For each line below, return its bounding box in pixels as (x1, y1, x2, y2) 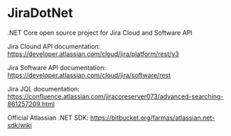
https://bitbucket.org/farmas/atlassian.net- (90, 113, 215, 122)
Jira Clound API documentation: (7, 42, 101, 50)
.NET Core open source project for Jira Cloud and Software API (7, 28, 193, 37)
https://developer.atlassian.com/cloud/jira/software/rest (7, 71, 171, 79)
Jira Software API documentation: (7, 63, 107, 72)
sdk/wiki (7, 120, 32, 129)
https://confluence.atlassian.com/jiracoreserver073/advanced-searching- (7, 92, 224, 101)
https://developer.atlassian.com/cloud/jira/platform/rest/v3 (7, 50, 179, 58)
